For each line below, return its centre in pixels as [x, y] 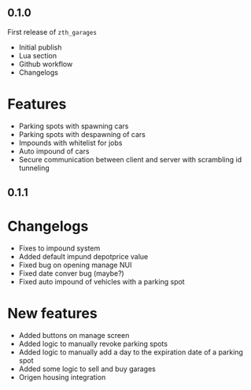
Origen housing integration [62, 377]
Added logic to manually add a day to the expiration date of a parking [131, 352]
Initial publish [40, 47]
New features [52, 314]
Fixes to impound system [59, 248]
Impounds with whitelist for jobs [70, 143]
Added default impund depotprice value [83, 257]
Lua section [37, 55]
